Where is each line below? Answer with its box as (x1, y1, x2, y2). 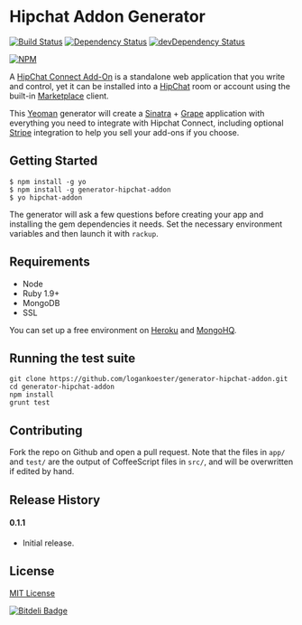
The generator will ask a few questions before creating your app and (9, 209, 264, 219)
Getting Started (9, 154, 98, 169)
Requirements (9, 255, 90, 270)
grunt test (9, 398, 50, 407)
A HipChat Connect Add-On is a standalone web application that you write (9, 70, 286, 82)
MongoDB (22, 297, 60, 308)
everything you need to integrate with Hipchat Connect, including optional (9, 117, 284, 128)
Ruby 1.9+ (22, 287, 60, 299)
